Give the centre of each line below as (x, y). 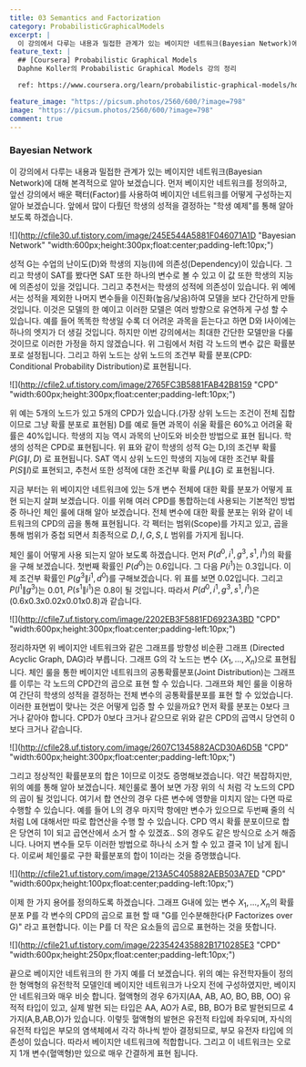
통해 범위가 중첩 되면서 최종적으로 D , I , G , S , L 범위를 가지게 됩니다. (127, 535)
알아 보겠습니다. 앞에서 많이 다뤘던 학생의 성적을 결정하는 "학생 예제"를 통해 (143, 205)
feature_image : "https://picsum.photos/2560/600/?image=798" (128, 101)
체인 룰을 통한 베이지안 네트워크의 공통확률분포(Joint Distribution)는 (150, 672)
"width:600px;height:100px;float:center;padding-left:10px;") (122, 884)
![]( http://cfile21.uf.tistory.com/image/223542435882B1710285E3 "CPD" (145, 945)
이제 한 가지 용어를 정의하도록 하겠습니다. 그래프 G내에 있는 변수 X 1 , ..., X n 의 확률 (152, 903)
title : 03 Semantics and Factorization (85, 18)
